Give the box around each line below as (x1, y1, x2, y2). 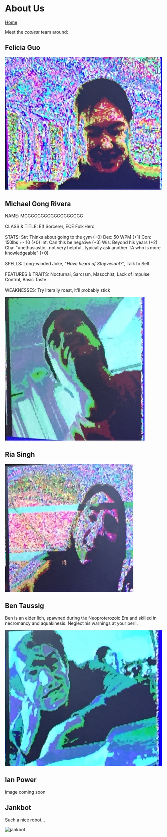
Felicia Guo (5, 43, 41, 52)
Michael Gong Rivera (5, 199, 71, 208)
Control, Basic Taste (5, 276, 46, 282)
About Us (5, 3, 45, 14)
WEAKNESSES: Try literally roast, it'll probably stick (5, 287, 110, 293)
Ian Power (5, 776, 37, 784)
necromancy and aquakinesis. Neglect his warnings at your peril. (5, 620, 138, 626)
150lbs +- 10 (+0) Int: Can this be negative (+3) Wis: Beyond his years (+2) (5, 239, 158, 245)
